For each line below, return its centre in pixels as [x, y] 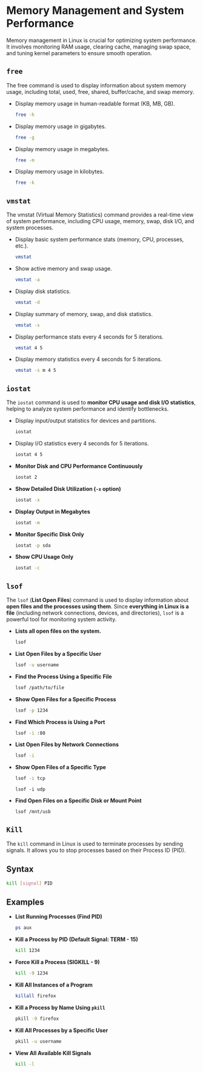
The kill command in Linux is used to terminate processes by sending [95, 843]
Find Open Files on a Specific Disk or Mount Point [78, 801]
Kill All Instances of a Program [54, 985]
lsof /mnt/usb [33, 812]
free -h [25, 115]
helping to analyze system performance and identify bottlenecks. [88, 409]
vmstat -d [28, 302]
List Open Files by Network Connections [67, 744]
